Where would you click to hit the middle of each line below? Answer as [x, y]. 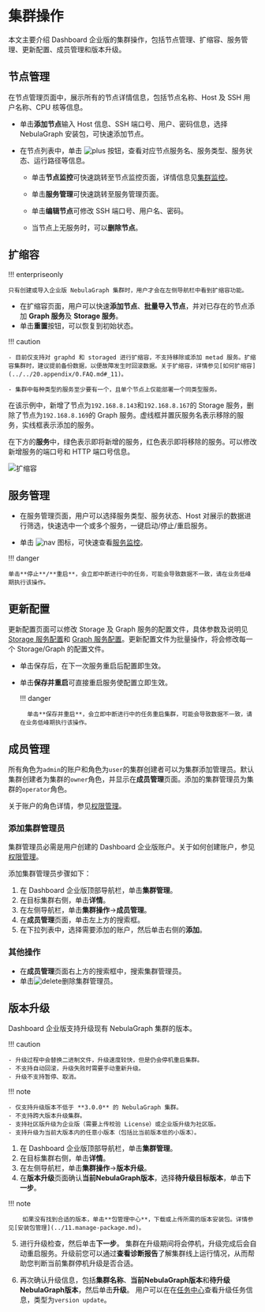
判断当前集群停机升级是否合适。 [86, 1263]
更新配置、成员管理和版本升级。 [74, 49]
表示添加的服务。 [70, 425]
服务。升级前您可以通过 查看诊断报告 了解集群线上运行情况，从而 [144, 1254]
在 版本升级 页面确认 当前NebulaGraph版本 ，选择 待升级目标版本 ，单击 [132, 1178]
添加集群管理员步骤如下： [50, 874]
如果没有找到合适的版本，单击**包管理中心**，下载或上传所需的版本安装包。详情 [135, 1220]
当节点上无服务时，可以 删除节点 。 [87, 227]
